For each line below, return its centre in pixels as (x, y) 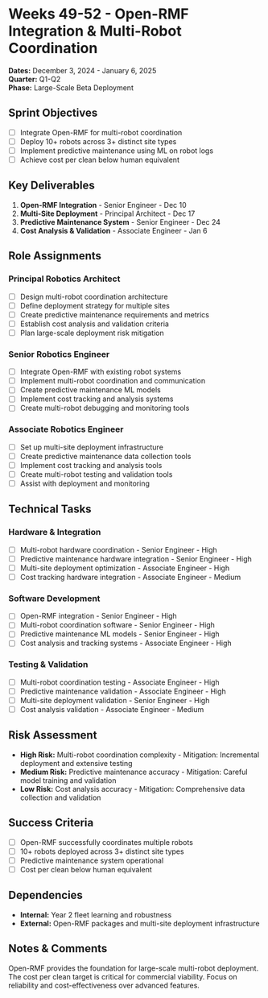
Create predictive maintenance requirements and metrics (114, 314)
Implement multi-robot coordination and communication (113, 381)
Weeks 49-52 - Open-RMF (99, 14)
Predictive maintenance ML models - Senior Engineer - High (120, 634)
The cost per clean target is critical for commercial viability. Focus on (123, 976)
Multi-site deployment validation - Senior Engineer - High (115, 700)
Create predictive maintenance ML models (90, 390)
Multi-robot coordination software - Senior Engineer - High (118, 625)
